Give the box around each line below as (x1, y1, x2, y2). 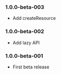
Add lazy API (12, 39, 40, 45)
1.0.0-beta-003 (5, 4, 45, 11)
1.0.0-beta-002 (5, 28, 44, 35)
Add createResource (12, 15, 56, 21)
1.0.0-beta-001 (5, 52, 43, 59)
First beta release (12, 64, 50, 70)
